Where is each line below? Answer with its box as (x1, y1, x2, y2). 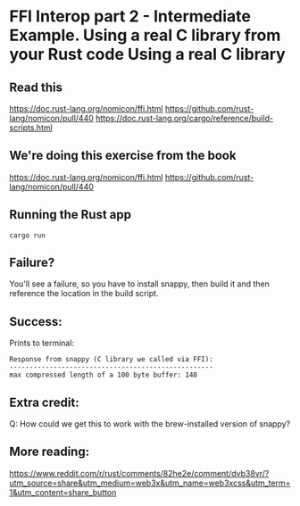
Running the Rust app (9, 207, 132, 222)
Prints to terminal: (9, 337, 74, 349)
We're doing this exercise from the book (9, 148, 237, 163)
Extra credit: (9, 394, 79, 410)
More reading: (9, 444, 90, 460)
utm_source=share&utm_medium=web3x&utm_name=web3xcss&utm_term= (9, 477, 291, 488)
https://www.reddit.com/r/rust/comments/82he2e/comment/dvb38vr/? (9, 468, 270, 478)
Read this (9, 79, 62, 95)
